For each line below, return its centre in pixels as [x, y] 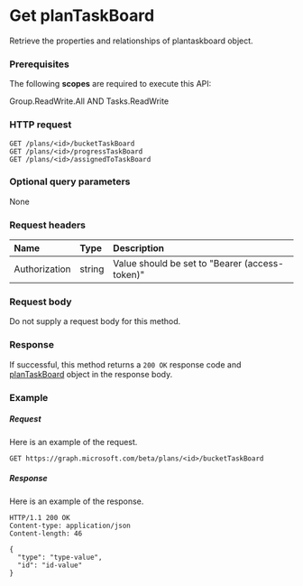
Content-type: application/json [70, 526]
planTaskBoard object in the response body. [91, 374]
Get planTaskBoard [82, 16]
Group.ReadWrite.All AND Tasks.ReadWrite [89, 101]
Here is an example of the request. [73, 442]
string [92, 269]
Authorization [42, 269]
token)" [129, 274]
